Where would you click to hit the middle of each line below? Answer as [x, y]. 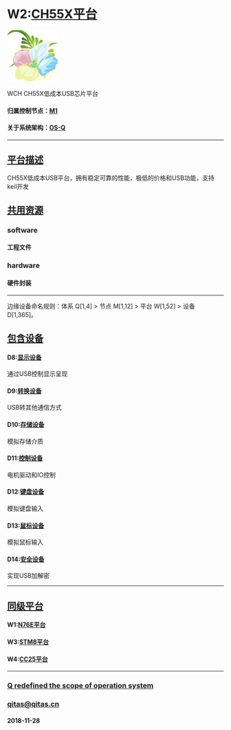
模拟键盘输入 [25, 508]
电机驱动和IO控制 [32, 474]
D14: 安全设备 [26, 559]
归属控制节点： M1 [33, 110]
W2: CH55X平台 [52, 14]
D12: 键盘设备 [26, 492]
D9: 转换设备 [24, 390]
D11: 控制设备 [25, 458]
